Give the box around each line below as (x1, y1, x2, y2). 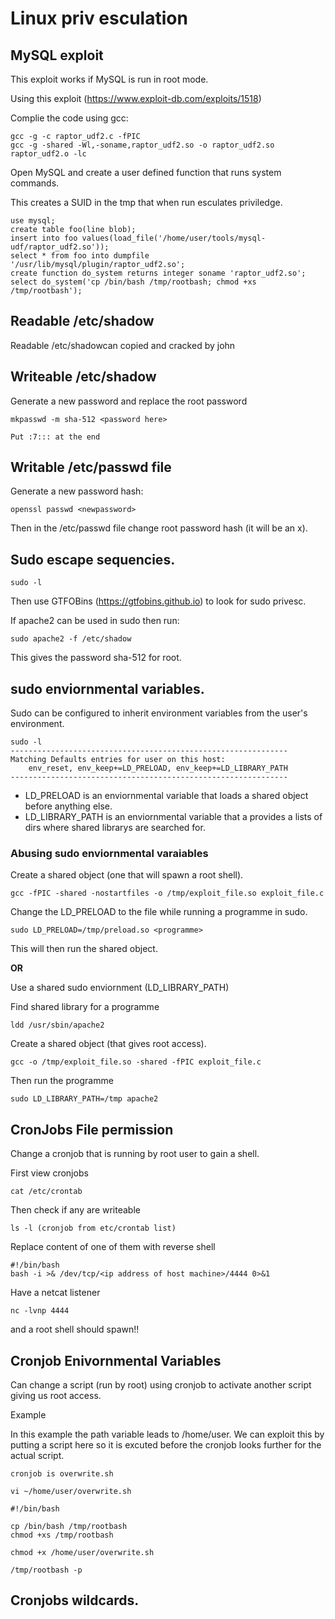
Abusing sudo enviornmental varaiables (10, 846, 209, 860)
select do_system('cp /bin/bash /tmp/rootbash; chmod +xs (10, 277, 257, 287)
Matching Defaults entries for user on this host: (10, 755, 226, 765)
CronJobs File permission (10, 1121, 174, 1138)
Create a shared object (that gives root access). (10, 1038, 207, 1050)
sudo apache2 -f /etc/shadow (10, 634, 132, 644)
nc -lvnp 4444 (10, 1306, 70, 1316)
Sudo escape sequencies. (10, 551, 176, 568)
